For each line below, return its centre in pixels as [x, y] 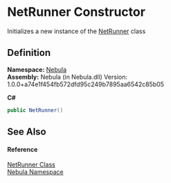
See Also [27, 132]
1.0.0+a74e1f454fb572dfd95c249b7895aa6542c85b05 [86, 84]
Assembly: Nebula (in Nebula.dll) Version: [67, 77]
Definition [29, 53]
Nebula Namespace [35, 172]
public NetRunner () [35, 110]
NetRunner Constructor [76, 12]
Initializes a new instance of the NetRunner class [76, 31]
